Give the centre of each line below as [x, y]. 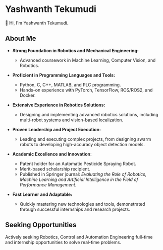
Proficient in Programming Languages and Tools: [64, 75]
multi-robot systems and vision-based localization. [72, 120]
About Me [21, 39]
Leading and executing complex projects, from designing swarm [85, 139]
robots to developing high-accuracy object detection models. [82, 144]
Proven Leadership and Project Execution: [56, 129]
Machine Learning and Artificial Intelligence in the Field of [79, 179]
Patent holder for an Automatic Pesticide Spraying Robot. [78, 164]
